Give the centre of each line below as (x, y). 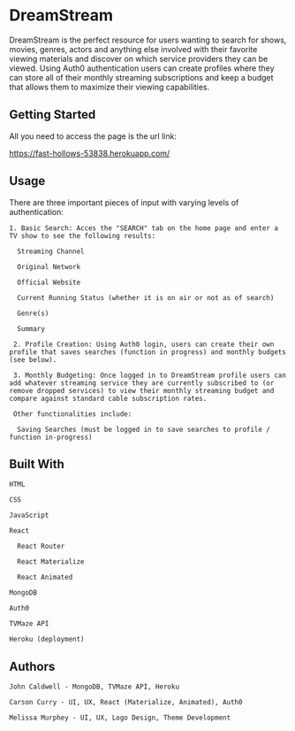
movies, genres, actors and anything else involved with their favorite (133, 49)
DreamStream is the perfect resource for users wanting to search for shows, (148, 40)
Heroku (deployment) (47, 639)
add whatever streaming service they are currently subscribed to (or (142, 383)
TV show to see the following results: (83, 235)
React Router (41, 546)
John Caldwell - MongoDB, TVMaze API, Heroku (94, 687)
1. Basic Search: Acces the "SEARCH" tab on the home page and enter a (144, 228)
